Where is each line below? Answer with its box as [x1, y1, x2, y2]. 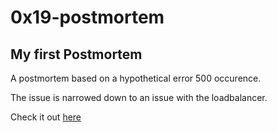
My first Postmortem [10, 46, 143, 63]
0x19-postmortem [10, 6, 165, 29]
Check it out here [10, 111, 82, 123]
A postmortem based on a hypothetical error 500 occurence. [10, 72, 262, 84]
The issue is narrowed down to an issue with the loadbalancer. [10, 92, 268, 103]
